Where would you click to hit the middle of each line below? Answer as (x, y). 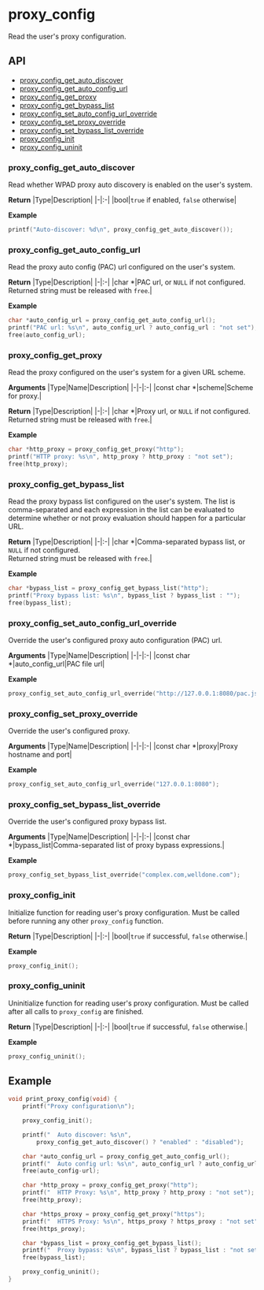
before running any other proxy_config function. (86, 920)
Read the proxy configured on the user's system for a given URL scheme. (127, 373)
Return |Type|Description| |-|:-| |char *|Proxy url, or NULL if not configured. (129, 411)
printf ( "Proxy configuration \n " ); (79, 1106)
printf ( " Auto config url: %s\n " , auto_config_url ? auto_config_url (140, 1164)
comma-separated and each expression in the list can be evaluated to (121, 510)
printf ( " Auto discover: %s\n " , (77, 1135)
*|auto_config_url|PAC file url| (57, 664)
